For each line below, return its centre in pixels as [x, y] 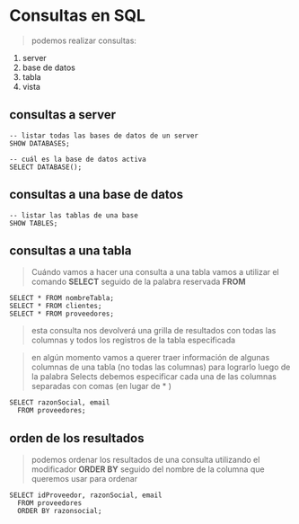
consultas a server [63, 115]
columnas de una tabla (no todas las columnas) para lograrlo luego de [161, 367]
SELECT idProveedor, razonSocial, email [86, 495]
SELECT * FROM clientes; [56, 306]
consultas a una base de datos [97, 195]
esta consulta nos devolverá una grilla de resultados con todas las [154, 331]
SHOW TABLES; [34, 223]
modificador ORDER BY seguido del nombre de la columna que [148, 469]
